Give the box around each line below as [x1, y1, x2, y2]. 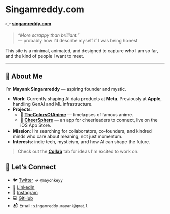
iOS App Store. [20, 122, 52, 129]
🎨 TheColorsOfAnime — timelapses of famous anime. [20, 111, 133, 117]
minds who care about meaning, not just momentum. [12, 133, 123, 139]
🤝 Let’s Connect [5, 163, 56, 172]
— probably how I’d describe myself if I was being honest [17, 37, 138, 44]
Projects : [12, 106, 32, 112]
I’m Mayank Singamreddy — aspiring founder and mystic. [5, 85, 126, 92]
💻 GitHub [12, 195, 33, 201]
